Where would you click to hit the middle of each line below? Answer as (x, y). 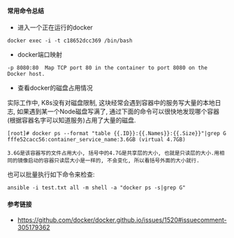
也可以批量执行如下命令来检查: (51, 174)
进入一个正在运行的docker (55, 27)
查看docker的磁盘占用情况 (55, 88)
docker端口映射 (40, 55)
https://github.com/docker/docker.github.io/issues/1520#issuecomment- (122, 220)
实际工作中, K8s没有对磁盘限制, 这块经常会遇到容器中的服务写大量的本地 (111, 103)
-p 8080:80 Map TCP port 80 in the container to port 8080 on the (108, 68)
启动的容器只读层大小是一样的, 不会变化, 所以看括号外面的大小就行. (114, 161)
